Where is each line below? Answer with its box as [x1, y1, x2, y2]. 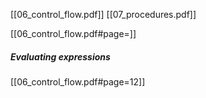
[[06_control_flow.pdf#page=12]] [10, 75, 146, 88]
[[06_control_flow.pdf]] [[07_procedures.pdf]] [10, 9, 197, 20]
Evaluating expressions [10, 50, 111, 63]
